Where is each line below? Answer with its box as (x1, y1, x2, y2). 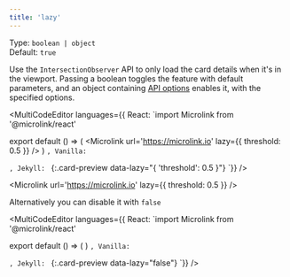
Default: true (9, 46, 57, 58)
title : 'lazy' (9, 12, 62, 22)
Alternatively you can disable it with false (9, 196, 161, 207)
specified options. (9, 92, 75, 103)
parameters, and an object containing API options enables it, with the (9, 82, 262, 93)
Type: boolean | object (9, 37, 96, 48)
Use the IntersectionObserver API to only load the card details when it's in (9, 64, 282, 74)
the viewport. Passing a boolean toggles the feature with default (9, 73, 244, 84)
